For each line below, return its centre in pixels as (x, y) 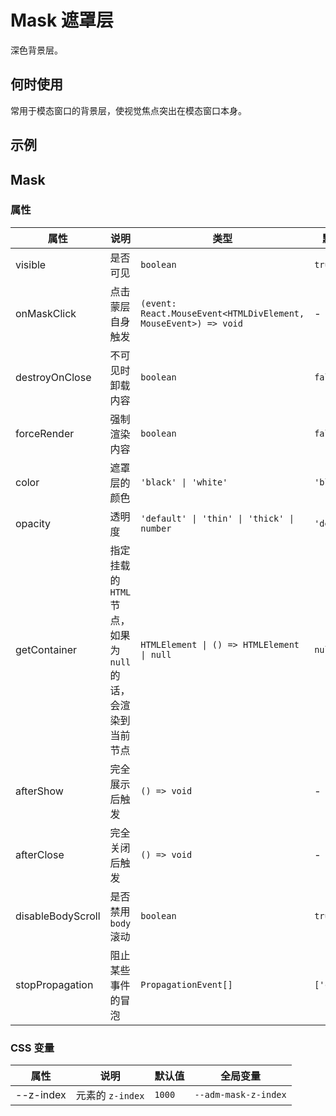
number (156, 528)
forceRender (45, 433)
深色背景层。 (36, 50)
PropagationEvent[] (186, 984)
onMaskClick (46, 313)
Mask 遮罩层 (62, 20)
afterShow (39, 791)
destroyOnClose (53, 377)
